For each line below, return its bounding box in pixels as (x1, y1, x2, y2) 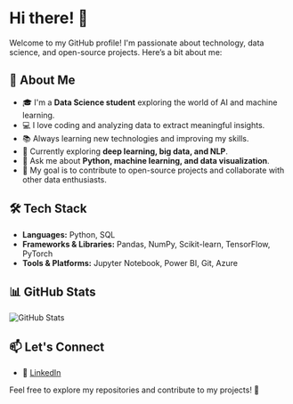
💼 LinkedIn (21, 368, 61, 378)
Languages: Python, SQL (21, 229, 116, 239)
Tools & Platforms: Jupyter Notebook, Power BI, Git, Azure (21, 257, 239, 268)
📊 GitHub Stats (9, 284, 96, 299)
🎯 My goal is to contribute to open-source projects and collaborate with (21, 165, 285, 175)
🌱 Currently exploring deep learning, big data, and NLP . (21, 146, 229, 157)
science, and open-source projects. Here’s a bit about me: (9, 46, 223, 57)
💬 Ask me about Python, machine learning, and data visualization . (21, 155, 270, 166)
